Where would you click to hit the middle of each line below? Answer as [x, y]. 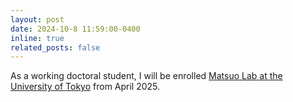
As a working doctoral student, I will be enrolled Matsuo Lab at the [146, 76]
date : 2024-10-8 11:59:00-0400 [75, 29]
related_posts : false [55, 47]
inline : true [37, 38]
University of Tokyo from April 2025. [85, 87]
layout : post [37, 19]
